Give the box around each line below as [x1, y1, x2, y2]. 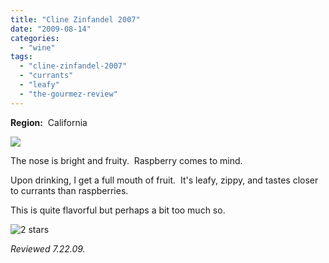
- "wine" [19, 42, 56, 53]
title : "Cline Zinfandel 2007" [10, 14, 141, 25]
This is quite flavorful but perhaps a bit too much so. [10, 204, 226, 216]
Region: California [10, 116, 88, 128]
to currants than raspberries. [10, 184, 129, 196]
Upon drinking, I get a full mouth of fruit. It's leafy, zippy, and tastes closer [10, 174, 319, 186]
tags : [10, 52, 33, 62]
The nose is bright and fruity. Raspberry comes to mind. [10, 154, 243, 166]
